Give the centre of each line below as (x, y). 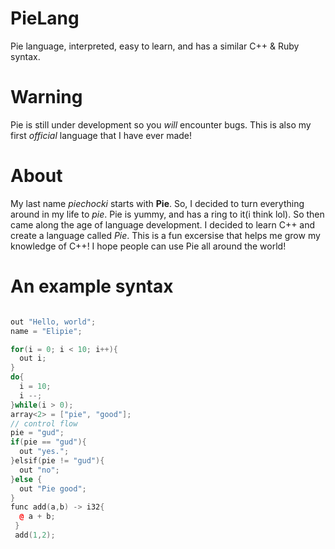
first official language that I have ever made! (101, 135)
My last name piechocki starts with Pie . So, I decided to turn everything (157, 203)
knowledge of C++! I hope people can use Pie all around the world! (148, 246)
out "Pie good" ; (53, 488)
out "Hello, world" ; (53, 322)
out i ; (33, 358)
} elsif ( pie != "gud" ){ (57, 461)
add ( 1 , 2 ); (35, 535)
